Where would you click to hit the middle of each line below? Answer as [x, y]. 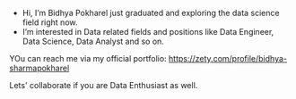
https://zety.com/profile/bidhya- [228, 58]
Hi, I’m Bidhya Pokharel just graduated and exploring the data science [151, 13]
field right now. [50, 22]
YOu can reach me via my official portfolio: [88, 58]
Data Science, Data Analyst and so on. [93, 41]
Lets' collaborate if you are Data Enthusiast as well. [104, 85]
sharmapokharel [39, 68]
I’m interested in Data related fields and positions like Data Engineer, [148, 32]
